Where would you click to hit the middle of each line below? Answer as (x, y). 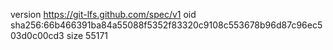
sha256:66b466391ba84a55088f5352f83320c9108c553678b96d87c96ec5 (166, 25)
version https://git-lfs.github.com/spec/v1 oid (103, 14)
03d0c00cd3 (37, 35)
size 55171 (87, 35)
